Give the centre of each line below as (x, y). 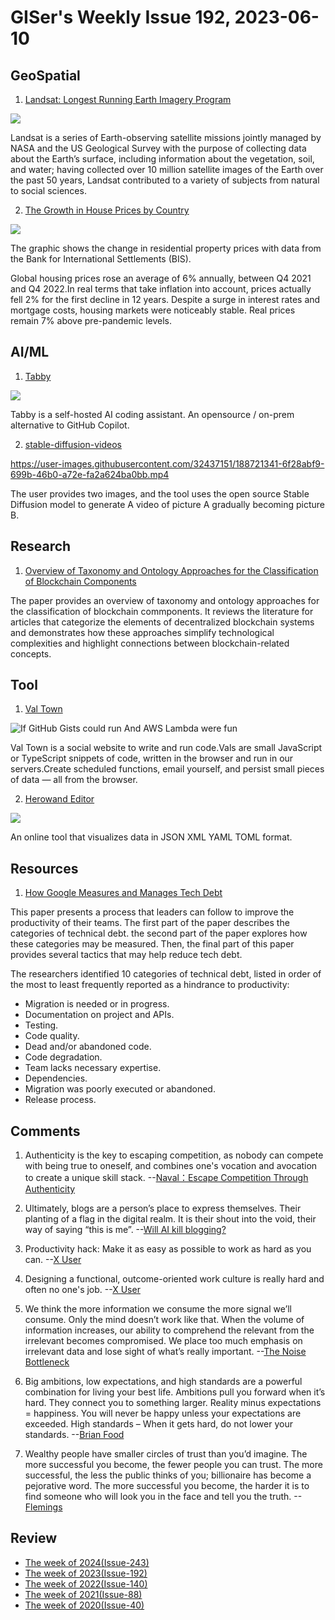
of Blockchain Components (80, 581)
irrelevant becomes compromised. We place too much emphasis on (163, 1341)
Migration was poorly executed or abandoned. (120, 1089)
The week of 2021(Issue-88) (83, 1594)
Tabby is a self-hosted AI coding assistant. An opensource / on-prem (152, 414)
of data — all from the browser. (74, 780)
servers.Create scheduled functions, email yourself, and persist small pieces (167, 769)
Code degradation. (63, 1057)
